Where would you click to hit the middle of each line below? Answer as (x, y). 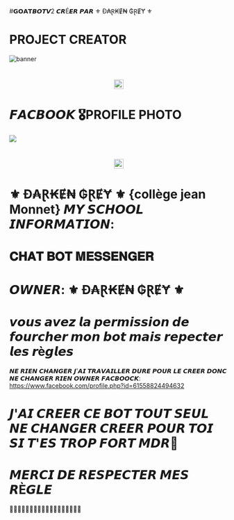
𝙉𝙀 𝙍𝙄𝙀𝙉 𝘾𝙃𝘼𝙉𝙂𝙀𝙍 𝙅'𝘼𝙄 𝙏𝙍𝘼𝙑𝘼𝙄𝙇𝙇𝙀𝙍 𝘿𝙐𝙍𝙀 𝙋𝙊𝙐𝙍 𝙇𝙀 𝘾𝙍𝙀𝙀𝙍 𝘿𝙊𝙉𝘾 (118, 371)
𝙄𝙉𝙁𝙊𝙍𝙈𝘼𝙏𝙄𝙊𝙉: (62, 224)
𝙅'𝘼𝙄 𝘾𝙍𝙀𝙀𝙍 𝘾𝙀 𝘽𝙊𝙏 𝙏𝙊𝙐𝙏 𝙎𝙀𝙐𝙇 (109, 413)
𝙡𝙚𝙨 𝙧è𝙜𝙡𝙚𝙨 (41, 352)
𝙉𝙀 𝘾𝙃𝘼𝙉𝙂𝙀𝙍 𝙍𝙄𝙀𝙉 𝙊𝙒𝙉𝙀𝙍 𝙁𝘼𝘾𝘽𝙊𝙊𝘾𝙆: (75, 378)
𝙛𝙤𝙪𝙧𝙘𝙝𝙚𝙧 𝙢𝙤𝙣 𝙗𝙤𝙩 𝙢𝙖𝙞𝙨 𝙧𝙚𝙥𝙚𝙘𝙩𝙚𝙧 (116, 336)
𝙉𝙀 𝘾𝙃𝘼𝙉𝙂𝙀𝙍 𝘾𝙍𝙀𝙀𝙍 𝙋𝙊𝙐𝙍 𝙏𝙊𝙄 (111, 428)
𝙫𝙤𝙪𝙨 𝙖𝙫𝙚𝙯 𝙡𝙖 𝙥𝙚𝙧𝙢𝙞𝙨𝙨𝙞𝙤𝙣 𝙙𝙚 (99, 322)
